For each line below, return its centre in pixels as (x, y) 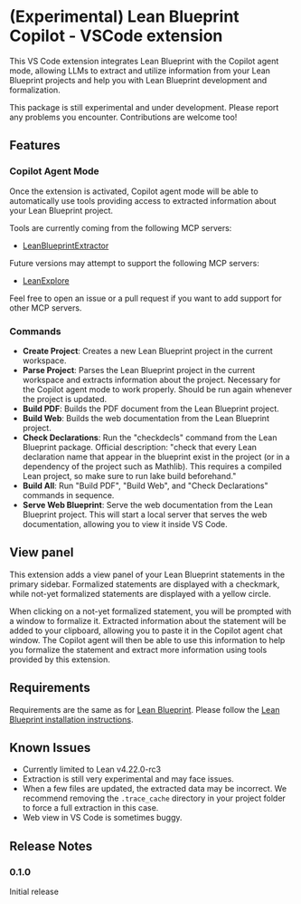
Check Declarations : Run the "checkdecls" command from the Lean (150, 438)
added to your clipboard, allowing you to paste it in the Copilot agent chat (146, 630)
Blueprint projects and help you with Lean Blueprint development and (138, 80)
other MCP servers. (46, 308)
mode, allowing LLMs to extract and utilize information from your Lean (140, 71)
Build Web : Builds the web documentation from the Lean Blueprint (146, 418)
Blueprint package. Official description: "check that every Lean (140, 447)
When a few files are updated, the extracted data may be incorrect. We (155, 789)
